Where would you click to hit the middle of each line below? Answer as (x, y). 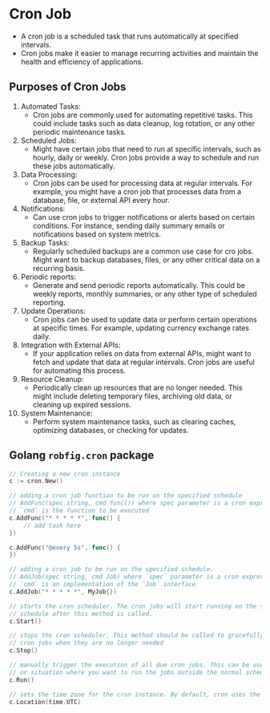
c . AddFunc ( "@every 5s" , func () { (65, 547)
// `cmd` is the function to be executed (79, 511)
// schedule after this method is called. (81, 614)
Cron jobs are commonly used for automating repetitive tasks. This (143, 115)
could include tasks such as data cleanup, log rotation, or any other (144, 123)
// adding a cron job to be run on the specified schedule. (112, 569)
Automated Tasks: (50, 106)
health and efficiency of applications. (82, 62)
